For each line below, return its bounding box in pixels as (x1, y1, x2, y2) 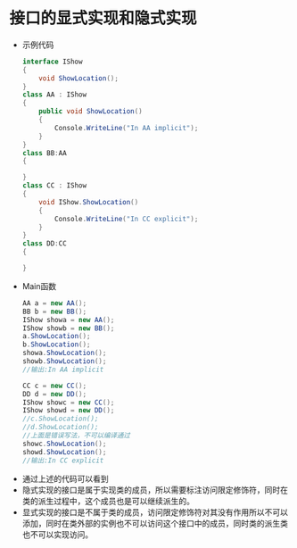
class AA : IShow (21, 90, 87, 99)
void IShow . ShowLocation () (38, 197, 139, 206)
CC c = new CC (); (21, 381, 87, 390)
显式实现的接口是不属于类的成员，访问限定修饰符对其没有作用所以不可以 (21, 506, 288, 518)
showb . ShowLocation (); (21, 357, 107, 366)
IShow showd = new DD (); (21, 406, 115, 415)
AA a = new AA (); (21, 298, 87, 308)
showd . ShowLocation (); (21, 447, 107, 456)
